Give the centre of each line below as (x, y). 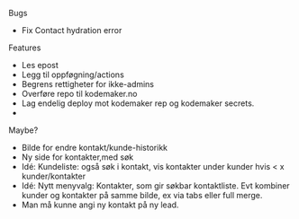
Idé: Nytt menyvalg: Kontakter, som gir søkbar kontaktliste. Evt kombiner (155, 186)
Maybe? (23, 130)
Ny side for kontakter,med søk (77, 157)
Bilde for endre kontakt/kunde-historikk (95, 148)
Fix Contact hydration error (72, 30)
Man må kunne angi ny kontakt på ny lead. (100, 205)
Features (25, 48)
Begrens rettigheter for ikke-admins (88, 84)
